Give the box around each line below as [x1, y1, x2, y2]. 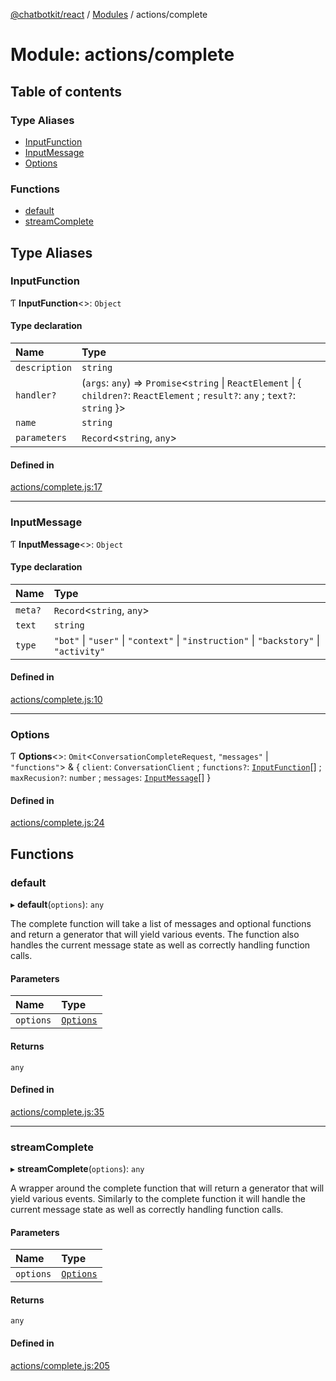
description [15, 362, 73, 374]
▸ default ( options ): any [10, 899, 105, 911]
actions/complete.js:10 [10, 693, 103, 705]
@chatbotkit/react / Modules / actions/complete [10, 9, 208, 20]
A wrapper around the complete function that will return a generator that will [10, 1182, 325, 1194]
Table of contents [10, 83, 122, 100]
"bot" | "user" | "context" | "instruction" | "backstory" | [53, 633, 321, 647]
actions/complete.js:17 [10, 481, 103, 493]
